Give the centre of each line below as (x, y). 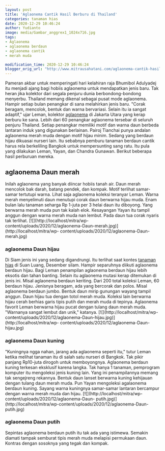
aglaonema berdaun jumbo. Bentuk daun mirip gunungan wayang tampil (78, 291)
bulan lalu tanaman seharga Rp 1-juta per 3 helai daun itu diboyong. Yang (79, 205)
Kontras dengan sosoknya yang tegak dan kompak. (57, 443)
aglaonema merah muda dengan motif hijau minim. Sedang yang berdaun (79, 136)
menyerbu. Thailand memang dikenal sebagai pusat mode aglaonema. (76, 99)
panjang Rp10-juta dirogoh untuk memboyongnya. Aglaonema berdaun (77, 362)
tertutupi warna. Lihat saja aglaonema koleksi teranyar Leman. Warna (89, 194)
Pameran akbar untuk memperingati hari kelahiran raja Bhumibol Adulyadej (81, 83)
